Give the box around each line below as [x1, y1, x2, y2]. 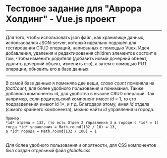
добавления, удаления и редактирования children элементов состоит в [5, 50, 157, 56]
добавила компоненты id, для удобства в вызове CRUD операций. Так [5, 90, 155, 96]
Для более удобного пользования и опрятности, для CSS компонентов [5, 142, 157, 148]
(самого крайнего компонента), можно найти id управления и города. [5, 106, 155, 112]
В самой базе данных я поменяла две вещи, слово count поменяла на [5, 80, 155, 86]
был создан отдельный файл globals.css [5, 147, 91, 153]
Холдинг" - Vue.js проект [5, 13, 116, 25]
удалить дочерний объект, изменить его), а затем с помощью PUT [5, 60, 147, 67]
